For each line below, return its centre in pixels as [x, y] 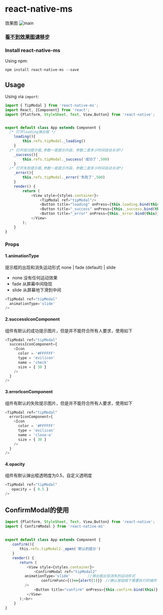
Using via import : [22, 96]
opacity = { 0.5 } [30, 489]
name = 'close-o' [35, 435]
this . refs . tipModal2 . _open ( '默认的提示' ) [60, 549]
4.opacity [15, 464]
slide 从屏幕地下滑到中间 [37, 290]
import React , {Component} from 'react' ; [48, 110]
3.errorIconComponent [29, 391]
